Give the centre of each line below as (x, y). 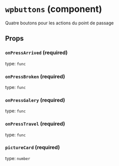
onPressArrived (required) (36, 53)
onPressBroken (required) (35, 77)
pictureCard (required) (33, 148)
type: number (18, 158)
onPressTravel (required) (35, 124)
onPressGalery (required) (35, 100)
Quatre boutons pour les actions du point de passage (59, 23)
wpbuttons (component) (54, 9)
